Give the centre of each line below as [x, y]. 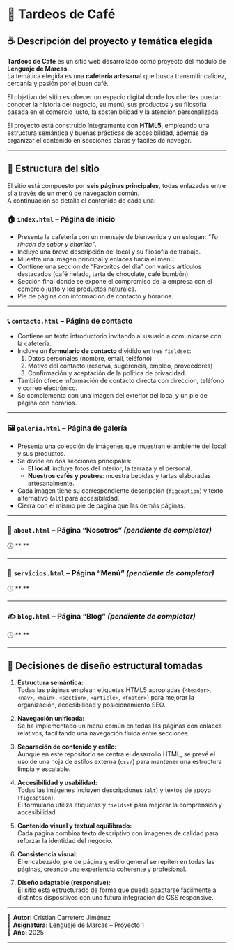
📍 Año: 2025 [25, 933]
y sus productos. [41, 453]
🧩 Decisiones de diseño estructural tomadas [105, 666]
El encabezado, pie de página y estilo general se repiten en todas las [116, 862]
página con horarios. [47, 403]
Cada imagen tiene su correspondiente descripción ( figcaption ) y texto [120, 490]
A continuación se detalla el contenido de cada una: [81, 200]
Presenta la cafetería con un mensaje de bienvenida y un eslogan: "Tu [117, 237]
